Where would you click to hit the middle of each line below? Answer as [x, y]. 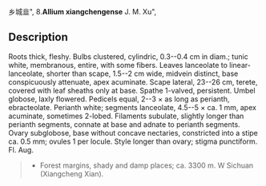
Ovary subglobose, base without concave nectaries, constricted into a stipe [133, 133]
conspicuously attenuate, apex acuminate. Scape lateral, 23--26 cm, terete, [133, 81]
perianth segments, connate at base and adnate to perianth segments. [124, 124]
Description [38, 37]
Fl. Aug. [21, 149]
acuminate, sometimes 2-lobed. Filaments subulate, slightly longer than [126, 116]
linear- [240, 65]
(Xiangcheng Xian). [72, 173]
